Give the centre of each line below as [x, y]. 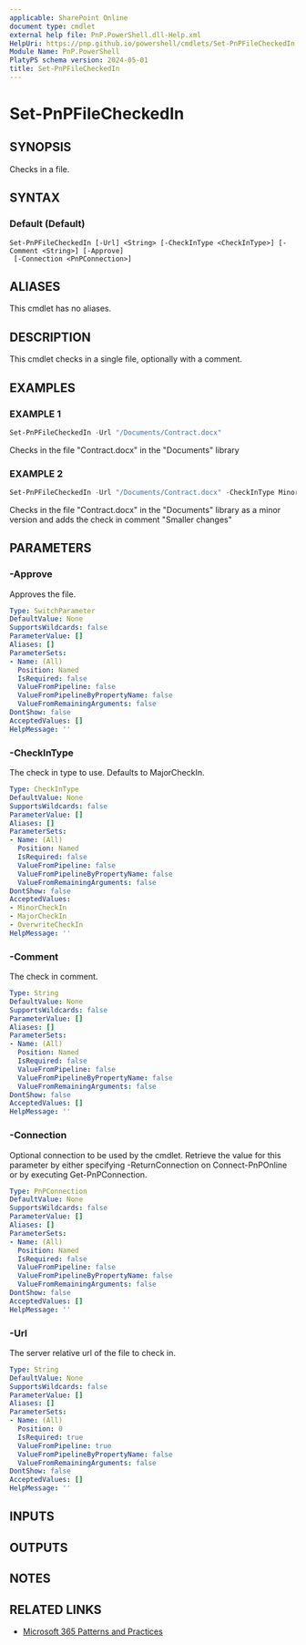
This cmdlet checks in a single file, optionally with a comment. [126, 359]
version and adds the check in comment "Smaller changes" [121, 519]
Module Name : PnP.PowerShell [65, 52]
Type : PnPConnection [49, 1191]
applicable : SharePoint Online [69, 18]
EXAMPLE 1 [36, 414]
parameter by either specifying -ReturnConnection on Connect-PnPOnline [148, 1165]
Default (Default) [47, 224]
